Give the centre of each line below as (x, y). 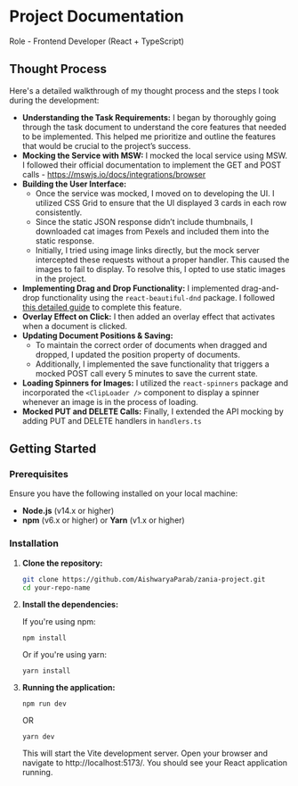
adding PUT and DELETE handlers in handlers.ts (112, 420)
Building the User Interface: (74, 184)
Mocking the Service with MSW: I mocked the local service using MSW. (154, 155)
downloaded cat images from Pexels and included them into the (152, 231)
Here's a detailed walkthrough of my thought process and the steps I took (144, 90)
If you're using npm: (59, 622)
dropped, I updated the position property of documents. (138, 354)
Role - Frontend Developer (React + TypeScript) (97, 41)
